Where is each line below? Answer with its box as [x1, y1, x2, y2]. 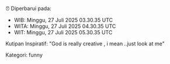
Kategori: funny [5, 52, 43, 58]
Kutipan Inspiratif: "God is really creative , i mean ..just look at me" [5, 40, 165, 47]
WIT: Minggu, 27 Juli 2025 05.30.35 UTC [13, 29, 113, 35]
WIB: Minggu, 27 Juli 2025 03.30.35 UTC [13, 17, 113, 23]
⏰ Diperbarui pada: [5, 5, 52, 12]
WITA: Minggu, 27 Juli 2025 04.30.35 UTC [13, 23, 116, 30]
